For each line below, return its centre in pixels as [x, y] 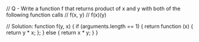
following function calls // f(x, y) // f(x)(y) [56, 15]
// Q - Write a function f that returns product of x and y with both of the [94, 9]
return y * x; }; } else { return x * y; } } [52, 33]
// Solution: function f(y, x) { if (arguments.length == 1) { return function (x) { [100, 26]
